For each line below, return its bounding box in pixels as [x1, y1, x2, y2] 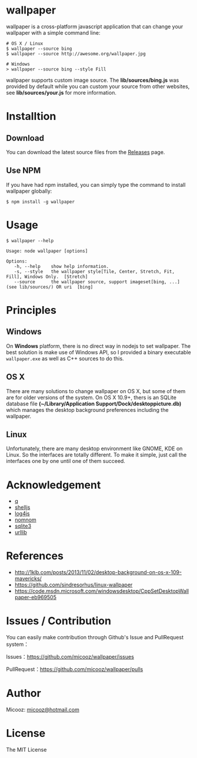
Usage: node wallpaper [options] [6, 248, 88, 254]
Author [6, 687, 41, 700]
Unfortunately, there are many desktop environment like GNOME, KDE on [6, 445, 183, 452]
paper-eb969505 [14, 594, 57, 601]
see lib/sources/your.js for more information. [6, 89, 116, 96]
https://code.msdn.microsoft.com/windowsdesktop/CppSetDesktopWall [14, 588, 189, 595]
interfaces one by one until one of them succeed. [6, 458, 125, 465]
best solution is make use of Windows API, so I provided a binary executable [6, 348, 191, 355]
